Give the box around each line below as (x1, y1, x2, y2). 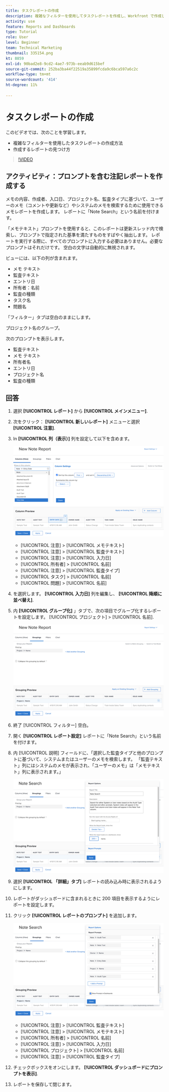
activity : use (6, 19, 36, 24)
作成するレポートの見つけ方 (13, 146, 71, 152)
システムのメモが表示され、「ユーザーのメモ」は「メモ (35, 762, 147, 768)
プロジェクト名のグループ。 (6, 325, 63, 331)
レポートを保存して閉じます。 (13, 1081, 74, 1087)
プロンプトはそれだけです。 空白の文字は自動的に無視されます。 (6, 244, 138, 250)
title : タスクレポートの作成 (6, 8, 59, 13)
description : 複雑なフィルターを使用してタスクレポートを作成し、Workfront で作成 (6, 13, 162, 19)
